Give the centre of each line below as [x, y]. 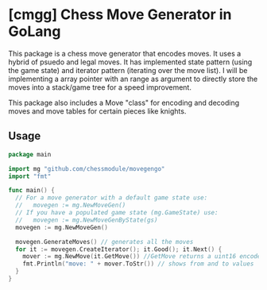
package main [30, 154]
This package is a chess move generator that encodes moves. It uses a [125, 53]
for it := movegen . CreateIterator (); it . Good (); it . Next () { [119, 249]
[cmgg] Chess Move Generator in [120, 15]
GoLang [35, 31]
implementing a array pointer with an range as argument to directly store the [133, 79]
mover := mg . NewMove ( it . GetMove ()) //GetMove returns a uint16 [130, 257]
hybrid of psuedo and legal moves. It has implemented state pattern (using [130, 62]
